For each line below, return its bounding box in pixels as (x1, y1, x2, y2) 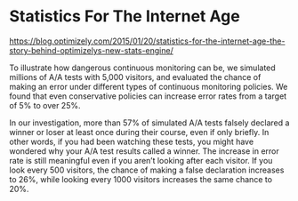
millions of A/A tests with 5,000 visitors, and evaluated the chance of (9, 71, 262, 82)
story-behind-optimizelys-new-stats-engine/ (9, 44, 173, 55)
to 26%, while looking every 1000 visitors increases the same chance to (9, 173, 273, 184)
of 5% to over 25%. (9, 100, 81, 110)
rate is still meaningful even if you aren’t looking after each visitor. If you (9, 155, 273, 165)
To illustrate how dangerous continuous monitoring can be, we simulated (9, 62, 276, 73)
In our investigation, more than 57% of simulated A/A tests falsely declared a (9, 117, 290, 128)
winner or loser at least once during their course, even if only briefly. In (9, 126, 270, 137)
